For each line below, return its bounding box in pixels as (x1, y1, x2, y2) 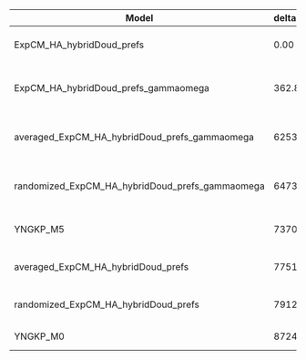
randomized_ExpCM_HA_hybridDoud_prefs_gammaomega (14, 180, 266, 192)
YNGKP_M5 (14, 223, 66, 235)
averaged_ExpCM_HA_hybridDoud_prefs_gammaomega (14, 131, 255, 143)
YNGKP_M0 (14, 330, 66, 343)
